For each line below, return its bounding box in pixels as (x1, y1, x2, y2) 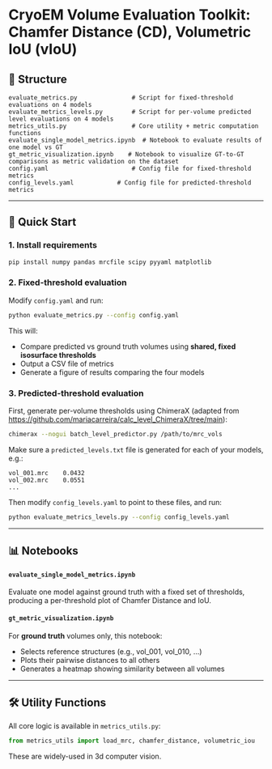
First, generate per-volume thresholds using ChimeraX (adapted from (8, 406, 240, 416)
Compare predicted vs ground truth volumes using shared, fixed (19, 342, 236, 351)
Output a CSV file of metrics (19, 359, 115, 368)
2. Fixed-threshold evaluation (8, 277, 127, 288)
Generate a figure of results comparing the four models (19, 367, 205, 377)
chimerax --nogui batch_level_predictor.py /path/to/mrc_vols (8, 431, 223, 439)
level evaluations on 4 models (8, 115, 114, 123)
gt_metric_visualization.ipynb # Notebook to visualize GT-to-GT (8, 151, 244, 159)
